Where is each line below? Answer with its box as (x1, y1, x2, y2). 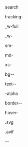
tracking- (5, 14, 24, 19)
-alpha (5, 91, 18, 96)
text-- (5, 81, 17, 87)
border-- (5, 100, 23, 106)
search (5, 4, 19, 10)
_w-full (5, 23, 19, 29)
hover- (5, 110, 18, 115)
